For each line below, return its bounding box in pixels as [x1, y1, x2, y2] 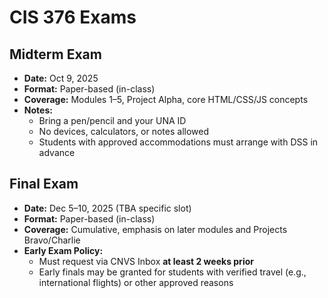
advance [38, 147, 76, 158]
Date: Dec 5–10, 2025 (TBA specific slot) [23, 202, 192, 214]
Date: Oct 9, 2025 [23, 72, 99, 84]
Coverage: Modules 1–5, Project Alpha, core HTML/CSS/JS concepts [23, 94, 309, 105]
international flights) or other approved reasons [38, 276, 234, 288]
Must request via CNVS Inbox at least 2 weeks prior [38, 255, 254, 267]
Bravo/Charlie [23, 234, 81, 246]
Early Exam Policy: [23, 244, 104, 256]
